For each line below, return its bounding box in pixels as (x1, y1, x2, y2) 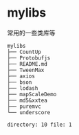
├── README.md (7, 60, 48, 67)
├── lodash (7, 84, 38, 91)
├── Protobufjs (7, 54, 51, 62)
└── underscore (7, 109, 51, 116)
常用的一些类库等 (7, 28, 56, 37)
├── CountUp (7, 48, 41, 55)
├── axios (7, 73, 36, 80)
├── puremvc (7, 102, 41, 110)
